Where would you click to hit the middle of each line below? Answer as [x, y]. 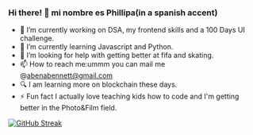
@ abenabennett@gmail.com [66, 75]
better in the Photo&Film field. [68, 108]
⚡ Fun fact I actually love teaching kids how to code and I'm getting [129, 96]
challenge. [36, 38]
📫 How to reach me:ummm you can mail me [92, 64]
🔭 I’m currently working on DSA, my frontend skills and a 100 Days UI [132, 30]
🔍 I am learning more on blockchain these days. [98, 85]
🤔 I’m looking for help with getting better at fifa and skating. [117, 56]
